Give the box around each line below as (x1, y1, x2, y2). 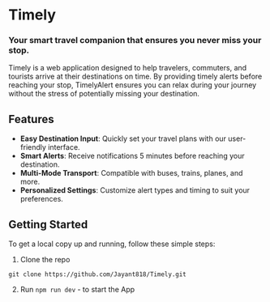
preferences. (19, 194, 63, 204)
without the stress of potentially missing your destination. (8, 89, 200, 99)
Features (8, 112, 54, 126)
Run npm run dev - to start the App (19, 285, 135, 295)
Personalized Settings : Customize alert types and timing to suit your (19, 185, 250, 195)
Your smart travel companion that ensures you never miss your (8, 35, 262, 46)
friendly (19, 142, 47, 152)
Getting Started (8, 217, 88, 232)
